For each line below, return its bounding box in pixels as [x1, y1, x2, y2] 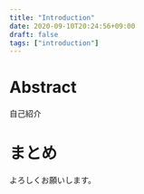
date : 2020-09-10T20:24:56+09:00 [9, 22, 136, 31]
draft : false [9, 30, 59, 39]
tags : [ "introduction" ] [9, 38, 100, 48]
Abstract [9, 78, 77, 97]
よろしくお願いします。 [9, 175, 97, 186]
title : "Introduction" [9, 13, 95, 23]
